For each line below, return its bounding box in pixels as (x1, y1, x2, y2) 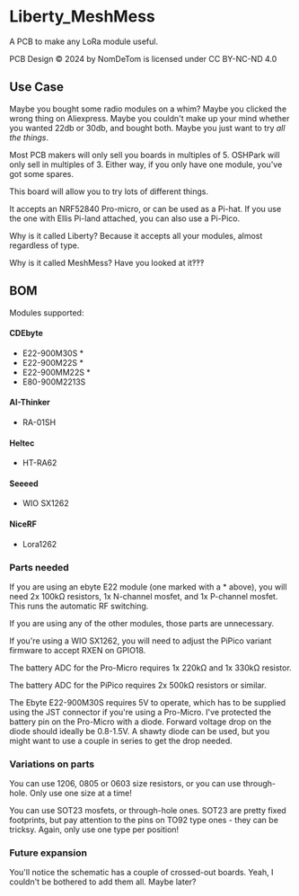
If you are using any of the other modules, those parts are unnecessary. (9, 617, 275, 628)
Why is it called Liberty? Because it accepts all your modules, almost (9, 230, 263, 241)
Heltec (9, 438, 35, 448)
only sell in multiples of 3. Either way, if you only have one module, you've (9, 159, 283, 170)
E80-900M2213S (22, 376, 86, 387)
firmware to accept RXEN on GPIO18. (9, 644, 146, 655)
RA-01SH (22, 416, 57, 428)
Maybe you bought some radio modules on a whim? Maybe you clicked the (9, 103, 287, 114)
